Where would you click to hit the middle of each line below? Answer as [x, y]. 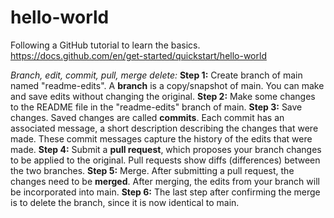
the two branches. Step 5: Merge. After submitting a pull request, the [152, 170]
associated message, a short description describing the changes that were [164, 128]
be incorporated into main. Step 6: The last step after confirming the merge [165, 192]
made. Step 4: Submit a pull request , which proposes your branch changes [166, 149]
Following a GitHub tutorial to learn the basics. [105, 45]
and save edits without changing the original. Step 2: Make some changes [163, 96]
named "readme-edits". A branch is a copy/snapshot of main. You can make [167, 85]
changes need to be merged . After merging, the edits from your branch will [165, 181]
